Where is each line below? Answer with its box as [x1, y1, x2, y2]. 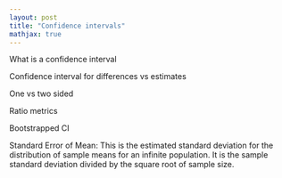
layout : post [9, 12, 58, 22]
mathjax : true [9, 29, 62, 38]
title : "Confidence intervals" [9, 21, 126, 30]
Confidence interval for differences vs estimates [9, 71, 187, 82]
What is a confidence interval [9, 54, 118, 65]
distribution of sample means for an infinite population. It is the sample [9, 150, 269, 160]
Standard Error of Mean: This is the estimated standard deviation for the [9, 140, 274, 151]
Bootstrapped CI [9, 123, 70, 133]
